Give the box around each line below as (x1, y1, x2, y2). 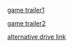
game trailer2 (7, 19, 46, 27)
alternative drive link (7, 32, 67, 41)
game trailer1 (7, 6, 45, 14)
